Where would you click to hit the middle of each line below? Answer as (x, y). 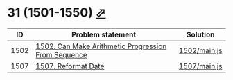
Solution (200, 34)
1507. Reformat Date (70, 66)
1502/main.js (200, 50)
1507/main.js (200, 66)
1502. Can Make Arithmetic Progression (101, 46)
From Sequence (62, 54)
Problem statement (104, 34)
